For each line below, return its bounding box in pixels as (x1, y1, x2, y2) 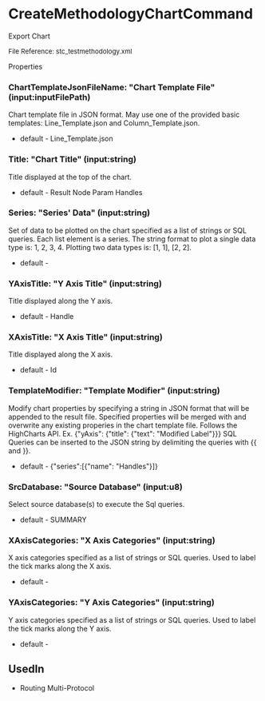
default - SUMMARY (19, 515, 87, 524)
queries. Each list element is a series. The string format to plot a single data (8, 233, 256, 244)
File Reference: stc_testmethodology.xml (8, 46, 132, 56)
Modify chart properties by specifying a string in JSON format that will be (8, 403, 250, 412)
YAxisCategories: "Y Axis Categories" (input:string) (8, 597, 216, 608)
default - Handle (19, 312, 74, 321)
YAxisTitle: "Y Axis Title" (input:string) (8, 277, 162, 289)
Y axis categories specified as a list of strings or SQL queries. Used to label (8, 615, 256, 624)
